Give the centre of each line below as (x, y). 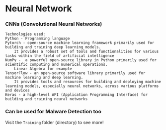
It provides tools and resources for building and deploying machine (88, 82)
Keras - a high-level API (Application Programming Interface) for (77, 95)
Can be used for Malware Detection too (53, 112)
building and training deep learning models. (53, 47)
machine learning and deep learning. (44, 78)
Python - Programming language (38, 39)
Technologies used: (25, 34)
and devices (17, 90)
